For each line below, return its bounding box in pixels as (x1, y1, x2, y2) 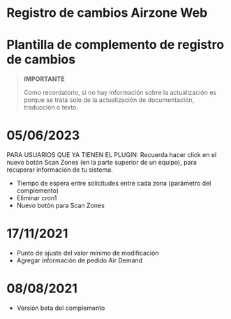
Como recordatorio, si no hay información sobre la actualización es (23, 89, 217, 97)
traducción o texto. (23, 103, 78, 112)
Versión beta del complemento (16, 304, 105, 312)
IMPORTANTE (23, 75, 65, 83)
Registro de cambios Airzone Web (6, 5, 208, 21)
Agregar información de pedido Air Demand (16, 256, 143, 265)
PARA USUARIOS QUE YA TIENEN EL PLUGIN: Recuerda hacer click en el (6, 151, 217, 159)
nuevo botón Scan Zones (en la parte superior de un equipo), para (6, 158, 197, 167)
